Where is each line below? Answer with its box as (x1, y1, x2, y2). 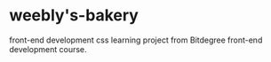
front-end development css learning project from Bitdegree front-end (9, 35, 263, 45)
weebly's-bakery (9, 5, 139, 26)
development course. (9, 43, 87, 54)
